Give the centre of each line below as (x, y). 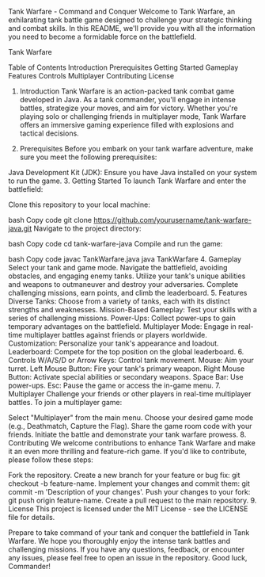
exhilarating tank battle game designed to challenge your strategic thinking (130, 20)
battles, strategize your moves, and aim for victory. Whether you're (129, 108)
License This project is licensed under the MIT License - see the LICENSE (128, 509)
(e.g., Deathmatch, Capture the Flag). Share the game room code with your (130, 426)
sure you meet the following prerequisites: (88, 157)
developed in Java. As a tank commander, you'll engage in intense (127, 99)
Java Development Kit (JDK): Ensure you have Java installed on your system (132, 172)
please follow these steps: (51, 460)
